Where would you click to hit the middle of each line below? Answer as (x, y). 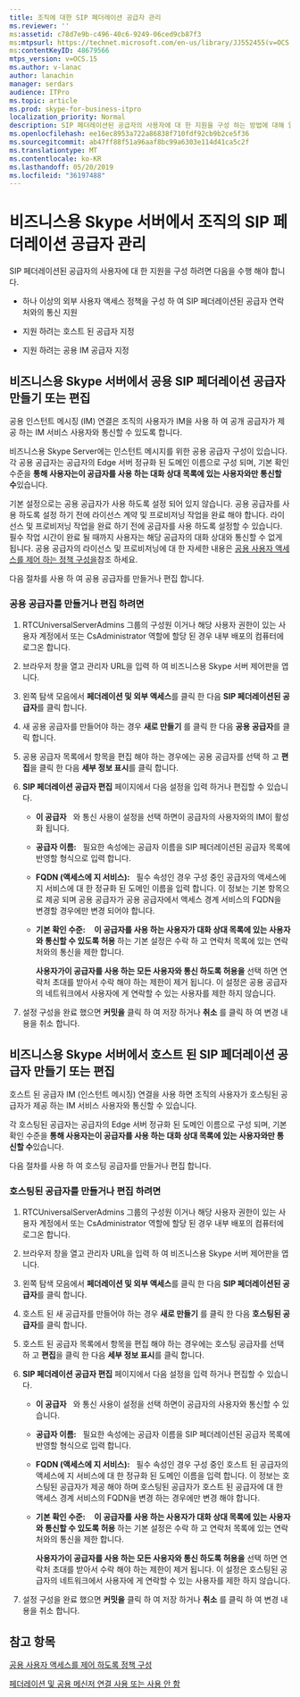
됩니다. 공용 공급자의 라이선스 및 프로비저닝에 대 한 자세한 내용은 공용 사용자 (142, 548)
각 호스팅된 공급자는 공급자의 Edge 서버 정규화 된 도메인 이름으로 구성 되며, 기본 (148, 1124)
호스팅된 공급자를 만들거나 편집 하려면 (85, 1191)
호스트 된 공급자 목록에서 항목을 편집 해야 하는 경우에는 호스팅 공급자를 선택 (153, 1344)
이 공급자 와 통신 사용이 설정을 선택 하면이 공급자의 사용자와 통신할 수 (158, 1404)
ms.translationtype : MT (54, 150)
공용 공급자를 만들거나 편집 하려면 (77, 604)
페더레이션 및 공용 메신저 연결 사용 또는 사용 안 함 (95, 1684)
